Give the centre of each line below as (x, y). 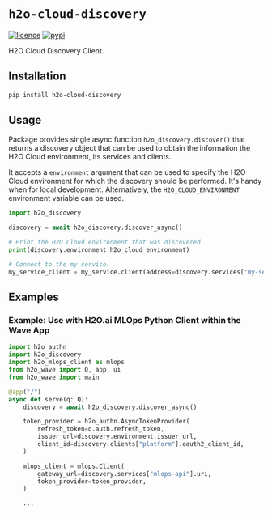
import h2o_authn (38, 347)
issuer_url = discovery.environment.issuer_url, (117, 437)
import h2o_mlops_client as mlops (67, 363)
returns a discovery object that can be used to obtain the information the (130, 148)
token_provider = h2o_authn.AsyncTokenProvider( (106, 422)
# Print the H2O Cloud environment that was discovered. (106, 242)
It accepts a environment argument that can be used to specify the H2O (127, 172)
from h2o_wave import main (54, 377)
